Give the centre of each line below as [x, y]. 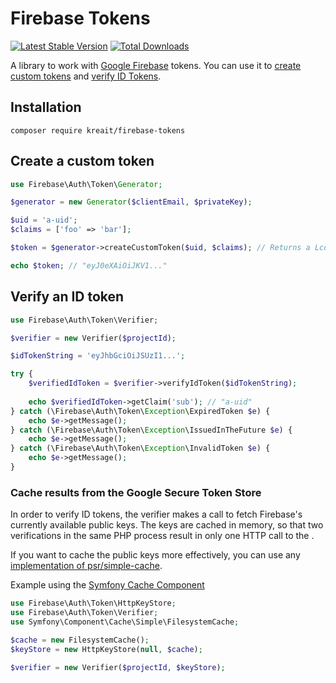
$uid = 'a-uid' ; [44, 220]
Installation [46, 107]
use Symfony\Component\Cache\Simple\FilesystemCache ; [125, 622]
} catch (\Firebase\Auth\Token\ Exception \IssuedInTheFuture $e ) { [151, 430]
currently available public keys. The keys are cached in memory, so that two [167, 525]
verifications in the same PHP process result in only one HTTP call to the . [162, 536]
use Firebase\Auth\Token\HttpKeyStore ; [93, 603]
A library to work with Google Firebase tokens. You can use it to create [156, 65]
